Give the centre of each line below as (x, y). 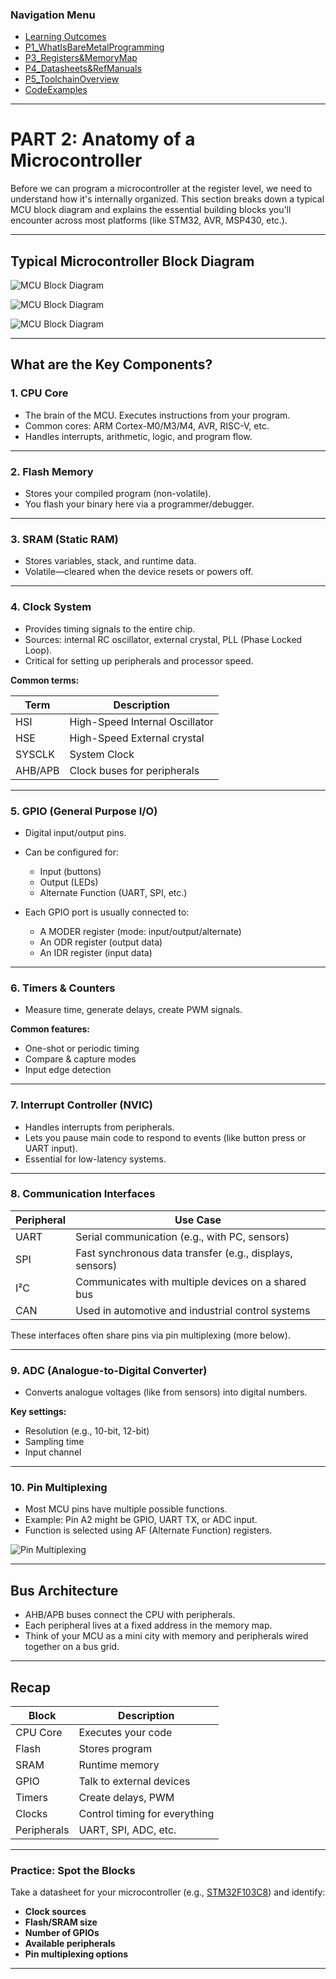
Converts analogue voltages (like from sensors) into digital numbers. (166, 1392)
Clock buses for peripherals (134, 770)
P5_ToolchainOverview (72, 79)
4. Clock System (51, 607)
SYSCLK (35, 754)
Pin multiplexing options (76, 1954)
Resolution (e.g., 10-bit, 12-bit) (87, 1431)
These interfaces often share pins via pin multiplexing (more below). (150, 1335)
